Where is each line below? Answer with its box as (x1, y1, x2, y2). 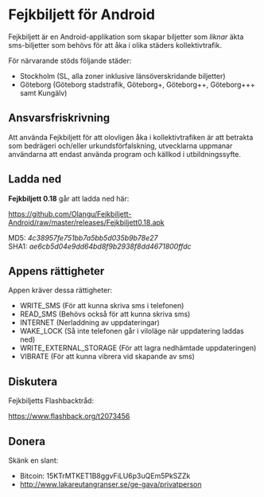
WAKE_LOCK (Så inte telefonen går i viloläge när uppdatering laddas (19, 327, 244, 336)
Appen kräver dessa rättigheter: (8, 285, 113, 295)
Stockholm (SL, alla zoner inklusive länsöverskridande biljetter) (19, 71, 226, 80)
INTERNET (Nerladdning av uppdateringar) (19, 318, 161, 327)
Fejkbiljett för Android (8, 6, 155, 24)
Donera (8, 434, 46, 448)
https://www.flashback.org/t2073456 (8, 412, 130, 421)
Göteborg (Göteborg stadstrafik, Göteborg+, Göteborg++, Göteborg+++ (19, 80, 256, 89)
